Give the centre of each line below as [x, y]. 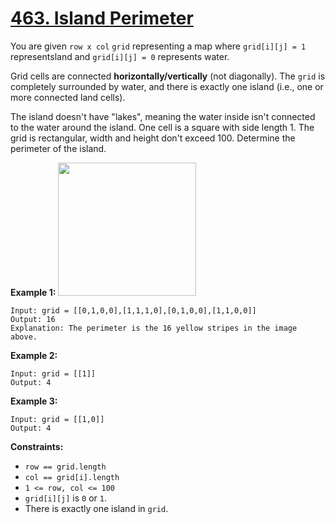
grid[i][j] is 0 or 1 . [65, 498]
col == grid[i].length [72, 477]
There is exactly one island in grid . [96, 508]
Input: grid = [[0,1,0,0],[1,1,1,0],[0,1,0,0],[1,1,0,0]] [133, 310]
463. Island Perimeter [102, 18]
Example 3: [34, 401]
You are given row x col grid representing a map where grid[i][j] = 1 [158, 46]
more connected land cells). [68, 97]
